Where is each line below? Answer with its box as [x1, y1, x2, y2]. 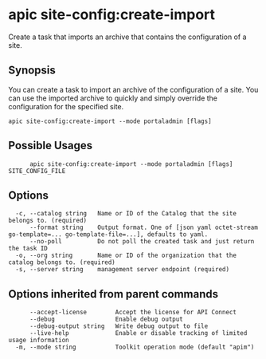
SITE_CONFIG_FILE [8, 167, 66, 175]
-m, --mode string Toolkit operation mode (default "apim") [15, 343, 255, 352]
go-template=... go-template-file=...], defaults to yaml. [8, 231, 209, 239]
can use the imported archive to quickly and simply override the [8, 93, 217, 103]
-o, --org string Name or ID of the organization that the [15, 251, 237, 260]
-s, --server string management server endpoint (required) [15, 266, 229, 274]
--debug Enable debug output [29, 315, 183, 324]
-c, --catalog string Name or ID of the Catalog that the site [15, 210, 237, 218]
